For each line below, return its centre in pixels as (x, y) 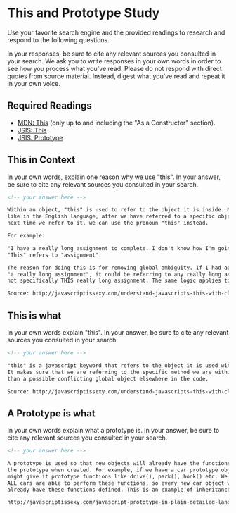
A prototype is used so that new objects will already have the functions (119, 464)
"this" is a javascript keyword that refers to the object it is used (113, 365)
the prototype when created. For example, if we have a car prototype (113, 470)
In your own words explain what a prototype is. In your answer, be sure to (113, 431)
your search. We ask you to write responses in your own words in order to (114, 61)
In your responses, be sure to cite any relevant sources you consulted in (112, 54)
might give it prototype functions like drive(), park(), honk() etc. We (118, 476)
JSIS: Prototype (40, 137)
